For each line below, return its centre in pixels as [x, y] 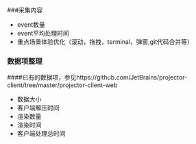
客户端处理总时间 [41, 134]
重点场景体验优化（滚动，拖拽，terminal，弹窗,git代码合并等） [105, 42]
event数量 [31, 25]
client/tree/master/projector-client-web [62, 85]
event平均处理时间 [43, 33]
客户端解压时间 [38, 108]
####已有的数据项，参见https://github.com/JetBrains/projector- [97, 77]
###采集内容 [25, 10]
